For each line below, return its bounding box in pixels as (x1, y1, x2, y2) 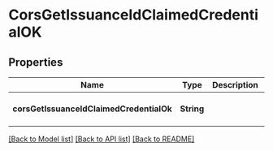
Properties (8, 55, 63, 69)
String (180, 103, 205, 114)
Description (212, 80, 258, 90)
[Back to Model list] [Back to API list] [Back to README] (8, 134, 195, 144)
